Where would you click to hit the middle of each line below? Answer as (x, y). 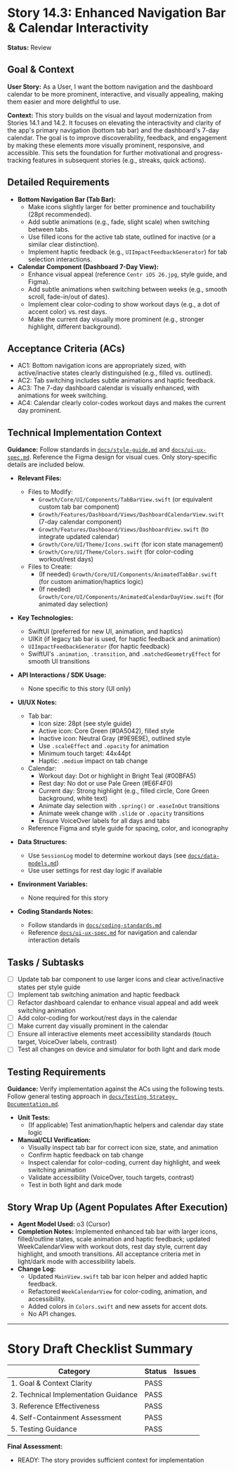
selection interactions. (60, 259)
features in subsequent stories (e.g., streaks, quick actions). (119, 160)
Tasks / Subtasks (46, 962)
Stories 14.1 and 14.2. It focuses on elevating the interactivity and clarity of (114, 123)
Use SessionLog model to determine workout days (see (107, 856)
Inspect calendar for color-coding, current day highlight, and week (124, 1162)
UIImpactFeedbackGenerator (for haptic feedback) (99, 647)
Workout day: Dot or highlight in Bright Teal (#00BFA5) (117, 776)
